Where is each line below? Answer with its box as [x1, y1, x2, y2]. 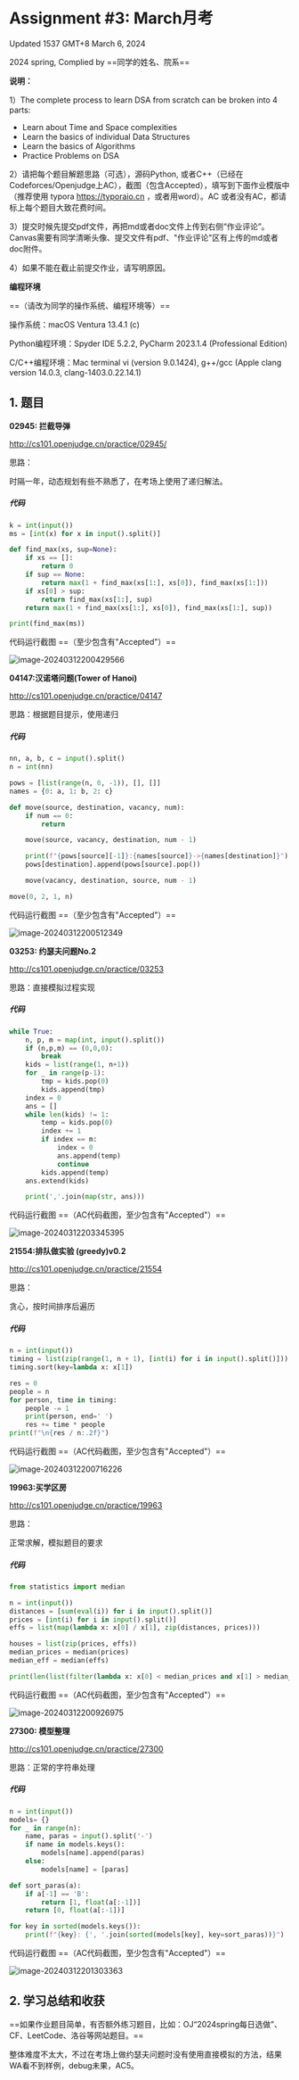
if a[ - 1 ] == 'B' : [25, 1889, 90, 1898]
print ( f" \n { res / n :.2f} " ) [9, 1429, 109, 1438]
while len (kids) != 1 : [25, 1110, 109, 1119]
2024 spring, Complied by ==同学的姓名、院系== [9, 56, 190, 67]
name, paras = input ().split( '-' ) [25, 1832, 153, 1841]
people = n [9, 1387, 50, 1396]
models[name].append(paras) [41, 1848, 145, 1858]
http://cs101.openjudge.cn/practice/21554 [9, 1264, 163, 1275]
